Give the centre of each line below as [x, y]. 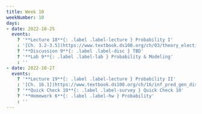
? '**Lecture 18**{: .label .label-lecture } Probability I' [95, 40]
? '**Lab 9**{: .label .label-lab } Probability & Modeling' [95, 57]
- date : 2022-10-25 [31, 29]
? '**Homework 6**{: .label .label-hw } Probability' [86, 96]
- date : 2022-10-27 [31, 68]
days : [13, 23]
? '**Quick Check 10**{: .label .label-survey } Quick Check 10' [101, 90]
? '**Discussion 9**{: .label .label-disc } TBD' [81, 51]
